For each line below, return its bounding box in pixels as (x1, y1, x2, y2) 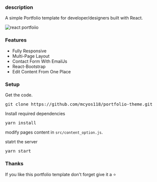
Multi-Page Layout (12, 53, 50, 59)
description (5, 4, 33, 11)
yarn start (5, 148, 31, 154)
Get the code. (5, 92, 33, 98)
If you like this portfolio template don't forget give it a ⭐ (5, 172, 116, 178)
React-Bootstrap (12, 63, 46, 69)
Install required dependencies (5, 111, 65, 116)
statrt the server (5, 138, 38, 144)
